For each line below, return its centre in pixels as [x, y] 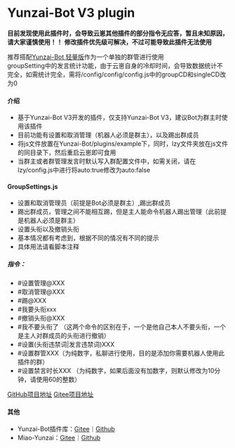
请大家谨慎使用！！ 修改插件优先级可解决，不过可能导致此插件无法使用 [109, 42]
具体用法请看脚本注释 [48, 247]
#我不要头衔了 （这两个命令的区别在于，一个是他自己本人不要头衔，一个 [122, 327]
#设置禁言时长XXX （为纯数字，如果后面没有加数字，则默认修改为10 [116, 371]
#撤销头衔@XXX [41, 318]
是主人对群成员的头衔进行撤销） [63, 336]
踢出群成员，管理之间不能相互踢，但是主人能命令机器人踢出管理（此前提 [122, 212]
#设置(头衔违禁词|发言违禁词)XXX [66, 344]
